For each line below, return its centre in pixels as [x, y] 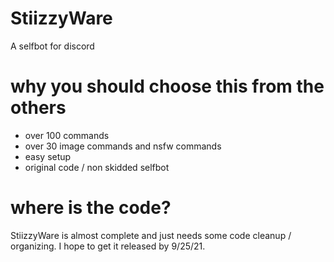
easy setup [48, 156]
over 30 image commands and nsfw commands [123, 146]
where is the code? [91, 208]
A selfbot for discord [52, 46]
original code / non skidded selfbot [97, 167]
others [38, 108]
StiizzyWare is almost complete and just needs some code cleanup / [151, 235]
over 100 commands [67, 135]
